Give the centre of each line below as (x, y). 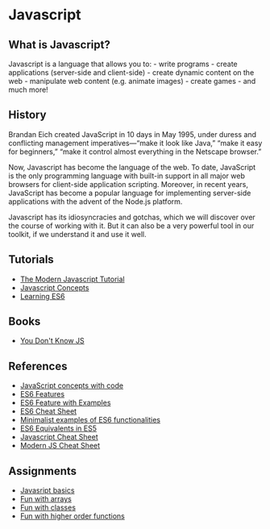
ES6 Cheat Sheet (48, 411)
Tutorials (31, 260)
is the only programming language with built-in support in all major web (127, 176)
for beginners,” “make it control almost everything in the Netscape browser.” (135, 152)
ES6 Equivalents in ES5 (58, 428)
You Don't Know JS (52, 341)
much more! (28, 90)
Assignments (43, 471)
